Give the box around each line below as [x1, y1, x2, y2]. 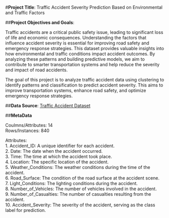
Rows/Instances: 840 [5, 127, 50, 134]
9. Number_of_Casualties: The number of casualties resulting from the [5, 191, 152, 197]
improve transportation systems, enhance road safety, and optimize [5, 88, 146, 93]
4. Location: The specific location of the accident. [5, 159, 109, 165]
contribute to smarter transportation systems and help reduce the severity [5, 62, 160, 67]
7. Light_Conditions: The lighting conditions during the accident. [5, 181, 138, 186]
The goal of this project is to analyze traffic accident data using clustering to [5, 77, 164, 82]
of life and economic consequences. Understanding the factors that [5, 35, 147, 40]
